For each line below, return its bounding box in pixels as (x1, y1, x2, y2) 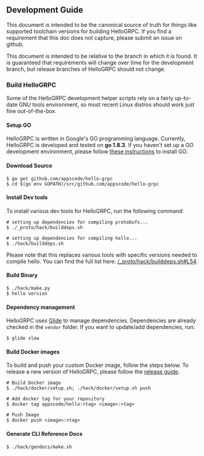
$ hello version (6, 290, 47, 297)
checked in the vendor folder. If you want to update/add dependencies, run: (6, 324, 195, 331)
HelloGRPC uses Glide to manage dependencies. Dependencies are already (6, 317, 196, 324)
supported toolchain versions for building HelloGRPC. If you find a (6, 27, 172, 35)
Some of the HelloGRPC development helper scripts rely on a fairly (6, 95, 174, 102)
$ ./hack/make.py (6, 285, 51, 291)
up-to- (174, 95, 192, 102)
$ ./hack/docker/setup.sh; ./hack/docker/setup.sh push (6, 385, 151, 391)
